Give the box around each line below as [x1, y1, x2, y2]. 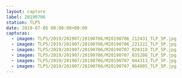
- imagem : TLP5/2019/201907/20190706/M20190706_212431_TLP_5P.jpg [11, 36, 177, 42]
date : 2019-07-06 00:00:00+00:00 [6, 25, 88, 31]
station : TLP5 [6, 19, 41, 25]
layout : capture [6, 8, 46, 15]
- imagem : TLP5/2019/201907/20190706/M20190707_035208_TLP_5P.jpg [11, 52, 177, 58]
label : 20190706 [6, 14, 46, 20]
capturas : [6, 30, 30, 36]
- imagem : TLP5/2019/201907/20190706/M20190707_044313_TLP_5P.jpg [11, 57, 177, 63]
